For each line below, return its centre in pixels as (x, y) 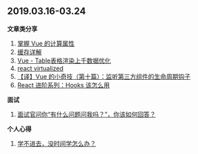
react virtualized (40, 68)
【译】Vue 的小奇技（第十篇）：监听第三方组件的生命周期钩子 (104, 76)
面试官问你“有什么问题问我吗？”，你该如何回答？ (87, 114)
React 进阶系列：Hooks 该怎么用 (63, 85)
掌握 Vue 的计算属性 (46, 43)
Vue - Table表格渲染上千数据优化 (64, 60)
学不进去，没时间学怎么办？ (57, 143)
